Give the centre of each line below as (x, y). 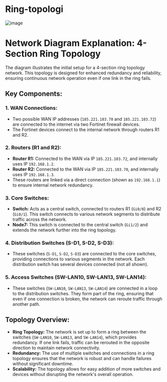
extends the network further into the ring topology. (64, 230)
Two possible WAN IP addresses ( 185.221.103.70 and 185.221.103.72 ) (84, 119)
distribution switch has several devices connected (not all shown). (80, 264)
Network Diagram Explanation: (70, 43)
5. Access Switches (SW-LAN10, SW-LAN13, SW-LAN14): (76, 277)
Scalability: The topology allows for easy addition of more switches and (86, 369)
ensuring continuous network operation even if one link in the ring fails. (78, 78)
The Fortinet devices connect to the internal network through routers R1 (86, 129)
